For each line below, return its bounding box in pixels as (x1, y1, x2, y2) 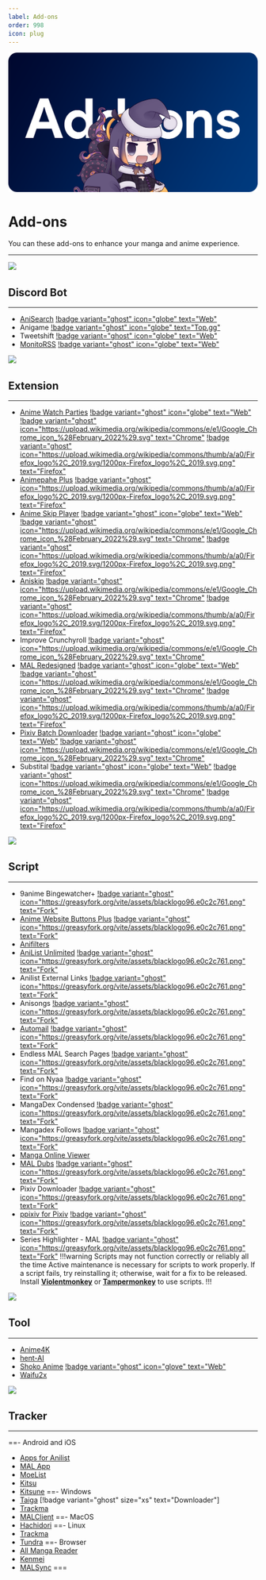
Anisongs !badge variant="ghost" (19, 998, 129, 1008)
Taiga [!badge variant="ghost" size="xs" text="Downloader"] (19, 1495, 220, 1505)
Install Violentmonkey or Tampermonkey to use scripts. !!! (19, 1277, 212, 1286)
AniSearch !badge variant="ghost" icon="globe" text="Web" (19, 314, 218, 324)
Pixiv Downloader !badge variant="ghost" (19, 1184, 156, 1193)
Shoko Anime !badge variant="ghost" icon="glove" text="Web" (19, 1362, 226, 1371)
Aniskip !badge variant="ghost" (19, 576, 123, 585)
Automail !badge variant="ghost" (19, 1023, 127, 1033)
